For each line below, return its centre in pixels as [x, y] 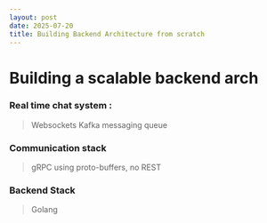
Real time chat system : [61, 106]
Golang [44, 210]
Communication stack [58, 147]
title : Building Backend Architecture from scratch [107, 34]
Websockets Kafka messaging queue [99, 124]
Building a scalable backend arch [134, 78]
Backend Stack [42, 190]
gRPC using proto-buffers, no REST [96, 167]
